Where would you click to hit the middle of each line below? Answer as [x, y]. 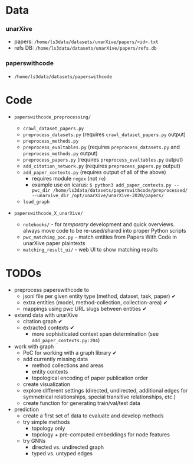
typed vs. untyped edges [62, 453]
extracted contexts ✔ [49, 327]
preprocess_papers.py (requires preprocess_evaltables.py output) [103, 159]
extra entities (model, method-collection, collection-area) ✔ [95, 302]
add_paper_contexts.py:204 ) [66, 340]
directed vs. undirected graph [68, 447]
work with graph [34, 346]
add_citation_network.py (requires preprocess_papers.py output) [102, 166]
